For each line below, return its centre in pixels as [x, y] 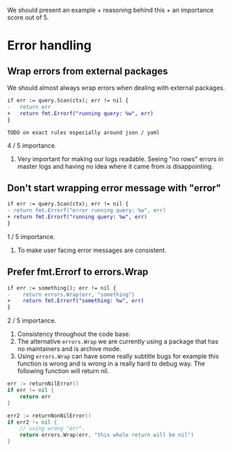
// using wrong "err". [52, 429]
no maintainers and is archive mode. [69, 349]
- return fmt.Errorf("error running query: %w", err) [87, 211]
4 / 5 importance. [32, 145]
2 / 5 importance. [32, 321]
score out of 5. [28, 17]
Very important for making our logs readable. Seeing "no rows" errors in [120, 158]
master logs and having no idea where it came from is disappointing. [115, 166]
